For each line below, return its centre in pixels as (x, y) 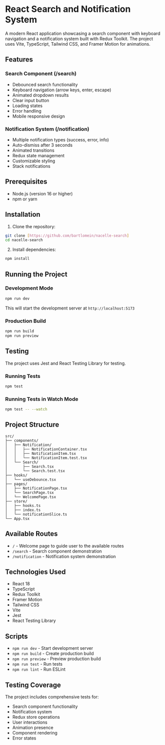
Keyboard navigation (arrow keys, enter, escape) (62, 90)
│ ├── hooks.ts (23, 505)
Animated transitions (33, 150)
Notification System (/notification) (47, 129)
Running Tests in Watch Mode (42, 399)
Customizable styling (34, 161)
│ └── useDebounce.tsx (31, 480)
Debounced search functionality (45, 84)
